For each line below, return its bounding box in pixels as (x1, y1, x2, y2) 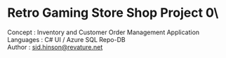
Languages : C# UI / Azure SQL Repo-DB (7, 35, 126, 43)
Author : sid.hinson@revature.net (7, 43, 103, 51)
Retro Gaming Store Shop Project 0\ (7, 5, 219, 21)
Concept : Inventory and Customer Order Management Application (7, 28, 200, 36)
